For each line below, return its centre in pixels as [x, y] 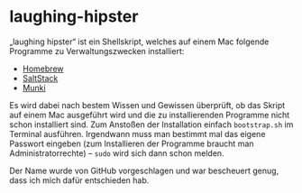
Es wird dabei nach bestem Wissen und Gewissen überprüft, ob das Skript [147, 105]
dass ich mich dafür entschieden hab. [79, 180]
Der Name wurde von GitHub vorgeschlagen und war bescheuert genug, [144, 170]
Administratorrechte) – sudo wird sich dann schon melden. [117, 153]
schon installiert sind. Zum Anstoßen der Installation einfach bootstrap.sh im [151, 124]
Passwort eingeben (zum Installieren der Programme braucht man [132, 143]
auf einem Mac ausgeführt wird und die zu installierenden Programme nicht [150, 115]
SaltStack [40, 78]
